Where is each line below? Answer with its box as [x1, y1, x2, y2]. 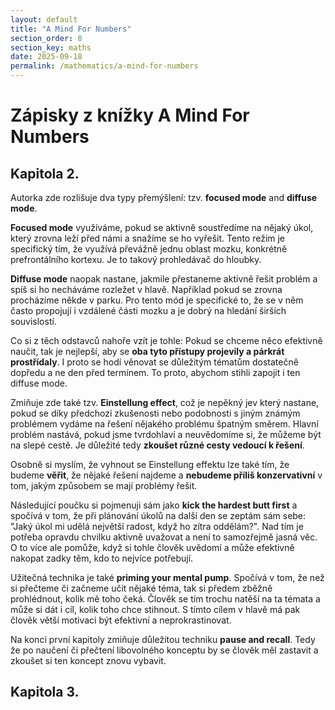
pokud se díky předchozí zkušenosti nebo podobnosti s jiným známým [10, 407, 301, 419]
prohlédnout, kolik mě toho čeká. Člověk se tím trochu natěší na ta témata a [10, 593, 321, 605]
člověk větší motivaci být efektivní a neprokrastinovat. [10, 614, 232, 626]
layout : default [10, 14, 78, 25]
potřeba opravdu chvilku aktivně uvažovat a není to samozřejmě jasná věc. [10, 531, 318, 543]
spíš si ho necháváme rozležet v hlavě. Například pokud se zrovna [10, 284, 283, 295]
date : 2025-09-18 [10, 52, 83, 62]
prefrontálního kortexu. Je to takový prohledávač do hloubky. [10, 254, 262, 265]
